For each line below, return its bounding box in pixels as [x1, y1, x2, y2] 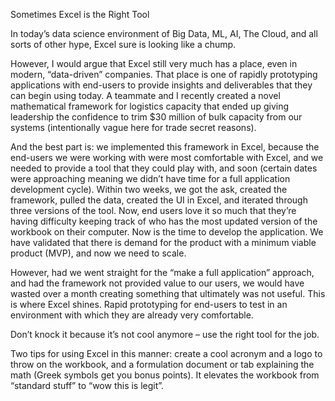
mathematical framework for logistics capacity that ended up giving [10, 100, 289, 112]
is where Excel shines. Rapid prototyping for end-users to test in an [10, 299, 288, 310]
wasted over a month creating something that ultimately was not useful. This [10, 288, 326, 299]
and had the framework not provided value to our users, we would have [10, 277, 305, 289]
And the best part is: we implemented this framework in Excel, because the [10, 141, 320, 153]
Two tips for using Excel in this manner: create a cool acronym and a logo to [10, 348, 323, 359]
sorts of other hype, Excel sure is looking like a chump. [10, 39, 237, 50]
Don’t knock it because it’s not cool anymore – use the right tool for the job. [10, 329, 320, 340]
